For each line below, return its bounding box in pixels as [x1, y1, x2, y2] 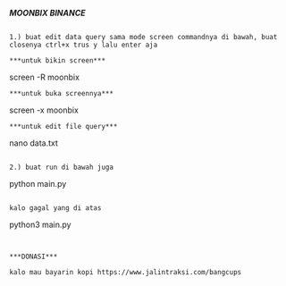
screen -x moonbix [9, 105, 79, 115]
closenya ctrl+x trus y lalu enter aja [9, 40, 158, 49]
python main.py [9, 179, 67, 189]
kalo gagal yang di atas [9, 204, 102, 213]
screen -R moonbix [9, 71, 80, 82]
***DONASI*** [9, 252, 58, 261]
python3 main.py [9, 219, 71, 230]
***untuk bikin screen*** [9, 56, 105, 65]
